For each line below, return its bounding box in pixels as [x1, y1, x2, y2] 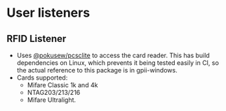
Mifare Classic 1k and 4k [27, 81, 98, 89]
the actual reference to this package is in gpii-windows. [16, 66, 178, 74]
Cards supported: [16, 73, 68, 82]
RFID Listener [6, 33, 67, 45]
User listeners [6, 5, 91, 21]
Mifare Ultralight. [27, 96, 77, 104]
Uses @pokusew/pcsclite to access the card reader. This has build [16, 51, 210, 59]
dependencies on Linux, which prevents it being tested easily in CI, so [16, 59, 219, 67]
